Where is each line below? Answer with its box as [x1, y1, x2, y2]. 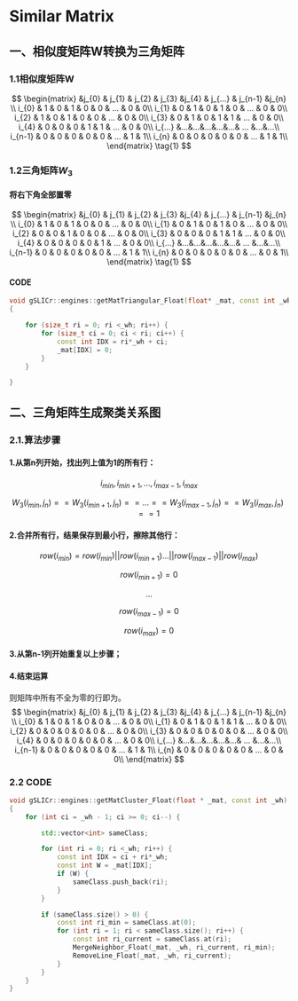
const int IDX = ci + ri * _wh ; [56, 853, 169, 862]
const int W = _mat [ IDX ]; [56, 861, 153, 871]
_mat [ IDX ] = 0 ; [56, 345, 114, 354]
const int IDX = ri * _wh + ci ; [56, 337, 169, 346]
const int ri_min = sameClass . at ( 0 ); [56, 918, 197, 927]
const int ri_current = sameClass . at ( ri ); [72, 934, 232, 944]
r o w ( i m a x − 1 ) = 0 [119, 606, 179, 619]
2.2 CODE [9, 776, 52, 788]
